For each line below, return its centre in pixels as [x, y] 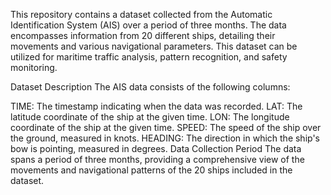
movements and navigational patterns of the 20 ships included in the [151, 170]
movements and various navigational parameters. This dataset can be [154, 46]
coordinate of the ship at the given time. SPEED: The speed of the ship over [166, 127]
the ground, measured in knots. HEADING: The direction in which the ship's [165, 138]
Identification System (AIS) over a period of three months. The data [148, 25]
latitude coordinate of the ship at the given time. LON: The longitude [150, 117]
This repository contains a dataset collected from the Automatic [141, 14]
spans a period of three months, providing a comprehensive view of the [157, 159]
